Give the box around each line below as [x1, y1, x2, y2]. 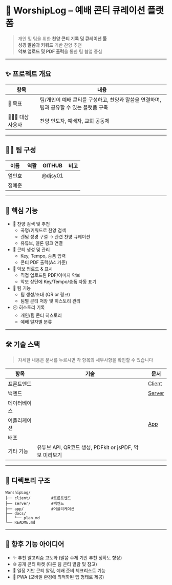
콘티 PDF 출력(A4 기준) [20, 259, 68, 266]
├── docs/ [5, 511, 27, 516]
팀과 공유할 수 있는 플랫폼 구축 [40, 104, 109, 111]
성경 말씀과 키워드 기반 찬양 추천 [17, 42, 82, 48]
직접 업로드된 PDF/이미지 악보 [20, 272, 80, 278]
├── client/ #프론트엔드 [5, 496, 72, 501]
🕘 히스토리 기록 [12, 304, 45, 311]
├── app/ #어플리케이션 [5, 506, 75, 512]
